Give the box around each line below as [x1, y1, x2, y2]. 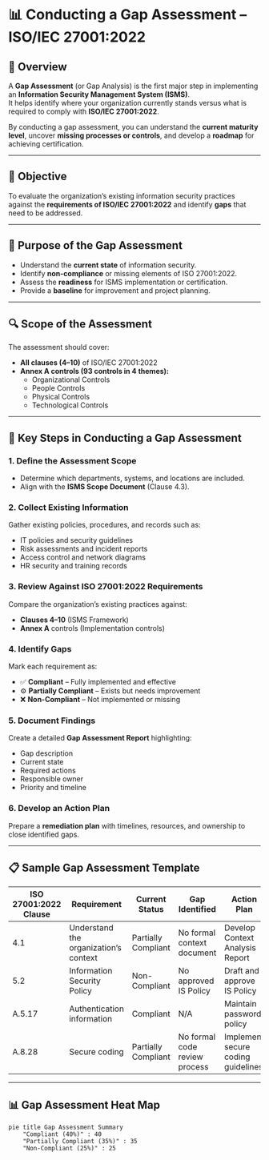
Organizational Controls [31, 375, 110, 384]
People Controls [31, 383, 86, 393]
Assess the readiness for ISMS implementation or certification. [19, 277, 228, 287]
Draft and [223, 965, 260, 977]
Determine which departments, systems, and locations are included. [19, 473, 246, 484]
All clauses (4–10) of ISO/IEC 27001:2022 [19, 358, 158, 367]
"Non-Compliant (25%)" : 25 [22, 1145, 116, 1153]
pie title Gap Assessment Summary [8, 1123, 124, 1132]
